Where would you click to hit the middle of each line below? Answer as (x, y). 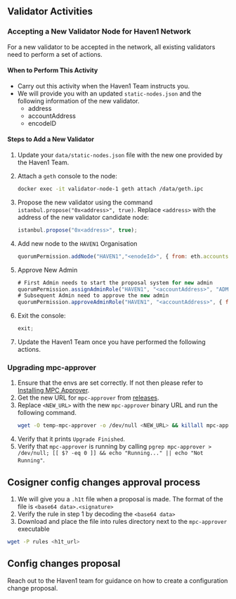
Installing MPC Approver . (53, 390)
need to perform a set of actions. (55, 54)
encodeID (42, 123)
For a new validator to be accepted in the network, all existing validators (111, 47)
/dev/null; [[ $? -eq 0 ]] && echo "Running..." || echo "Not (110, 453)
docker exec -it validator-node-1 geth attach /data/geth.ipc (110, 189)
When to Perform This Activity (53, 70)
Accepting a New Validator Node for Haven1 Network (99, 32)
